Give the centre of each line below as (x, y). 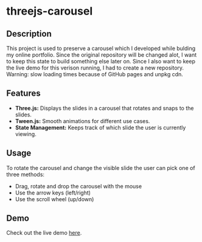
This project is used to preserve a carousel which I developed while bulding (101, 48)
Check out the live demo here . (44, 233)
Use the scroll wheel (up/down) (54, 199)
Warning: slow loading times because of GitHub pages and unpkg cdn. (95, 74)
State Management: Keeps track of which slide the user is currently (100, 127)
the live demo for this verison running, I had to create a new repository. (95, 68)
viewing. (26, 134)
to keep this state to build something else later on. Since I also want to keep (101, 61)
